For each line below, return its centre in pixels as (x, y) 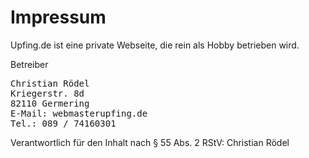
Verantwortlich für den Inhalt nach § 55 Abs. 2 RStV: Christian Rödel (150, 142)
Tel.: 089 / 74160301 (63, 123)
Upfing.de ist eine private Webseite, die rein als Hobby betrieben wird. (155, 45)
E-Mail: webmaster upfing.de (79, 113)
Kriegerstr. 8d (47, 93)
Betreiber (29, 64)
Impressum (58, 17)
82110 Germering (50, 103)
